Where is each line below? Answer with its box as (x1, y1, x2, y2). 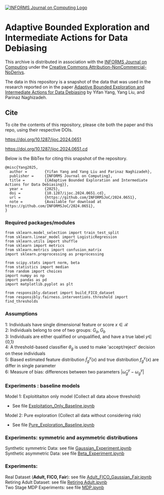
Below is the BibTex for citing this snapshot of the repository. (5, 155, 128, 161)
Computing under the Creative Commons (5, 64, 88, 70)
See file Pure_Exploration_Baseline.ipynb (12, 422, 94, 428)
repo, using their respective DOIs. (5, 127, 73, 132)
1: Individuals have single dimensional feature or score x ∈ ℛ (5, 322, 128, 328)
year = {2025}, (9, 186, 60, 191)
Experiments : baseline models (5, 382, 80, 389)
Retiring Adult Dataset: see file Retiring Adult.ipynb (5, 479, 108, 485)
